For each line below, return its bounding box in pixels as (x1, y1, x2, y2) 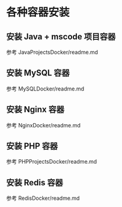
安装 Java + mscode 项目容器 (6, 31, 116, 42)
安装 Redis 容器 (6, 177, 63, 188)
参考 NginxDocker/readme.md (6, 121, 81, 129)
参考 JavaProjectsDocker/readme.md (6, 49, 98, 56)
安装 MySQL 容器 (6, 68, 70, 78)
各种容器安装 (6, 5, 70, 19)
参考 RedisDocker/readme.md (6, 194, 80, 202)
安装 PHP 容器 (6, 141, 58, 151)
